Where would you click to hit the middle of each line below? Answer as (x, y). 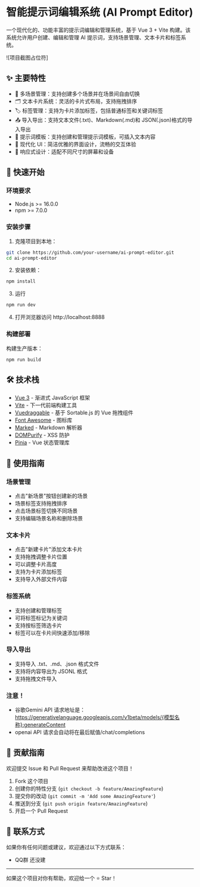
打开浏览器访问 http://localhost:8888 (60, 317)
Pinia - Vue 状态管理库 (42, 443)
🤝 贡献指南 (25, 753)
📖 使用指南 (25, 463)
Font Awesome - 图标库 (43, 420)
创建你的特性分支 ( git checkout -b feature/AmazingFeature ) (89, 788)
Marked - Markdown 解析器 (48, 428)
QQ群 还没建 (30, 860)
